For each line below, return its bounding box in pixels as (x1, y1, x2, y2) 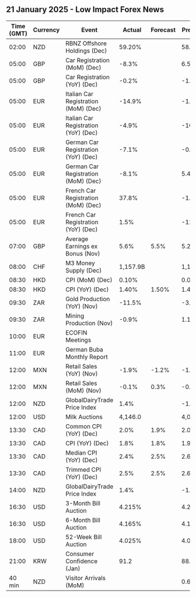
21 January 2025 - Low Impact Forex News (6, 5, 164, 15)
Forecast (150, 26, 176, 34)
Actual (123, 26, 142, 34)
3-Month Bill (65, 499, 101, 507)
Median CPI (65, 448, 97, 456)
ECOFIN (65, 328, 87, 336)
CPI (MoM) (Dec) (65, 275, 113, 284)
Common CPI (65, 422, 102, 430)
